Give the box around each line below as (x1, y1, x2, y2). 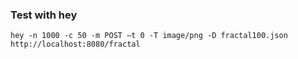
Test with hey (10, 8, 78, 22)
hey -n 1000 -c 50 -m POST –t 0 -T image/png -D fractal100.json (10, 31, 288, 41)
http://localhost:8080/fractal (10, 39, 141, 50)
